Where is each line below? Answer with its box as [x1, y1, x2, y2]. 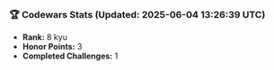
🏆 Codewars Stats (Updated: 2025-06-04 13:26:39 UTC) [9, 8, 266, 20]
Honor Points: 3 [22, 42, 83, 52]
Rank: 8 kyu [22, 32, 67, 43]
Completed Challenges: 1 [22, 51, 119, 61]
